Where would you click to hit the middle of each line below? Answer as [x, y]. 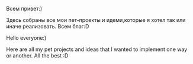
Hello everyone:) [26, 38]
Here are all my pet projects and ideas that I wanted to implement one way [97, 49]
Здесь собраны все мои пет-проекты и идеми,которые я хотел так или [96, 20]
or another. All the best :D [37, 55]
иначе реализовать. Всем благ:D [48, 26]
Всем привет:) [24, 9]
